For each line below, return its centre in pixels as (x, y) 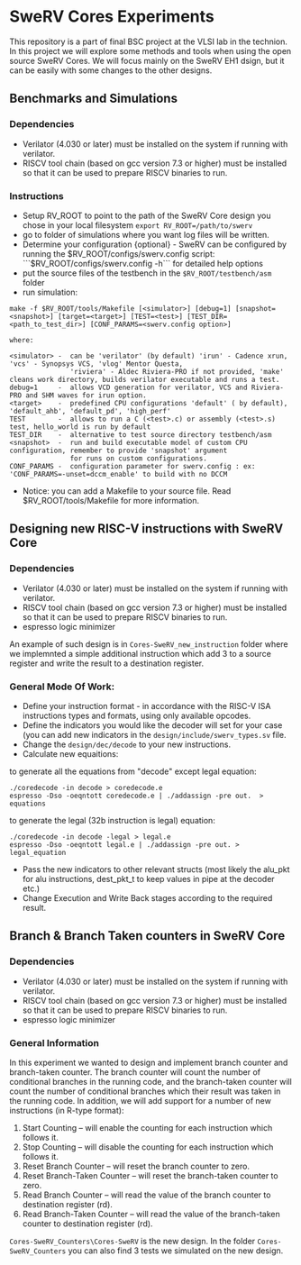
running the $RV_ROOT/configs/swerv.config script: (119, 253)
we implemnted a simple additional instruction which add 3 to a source (141, 653)
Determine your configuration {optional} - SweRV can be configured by (154, 244)
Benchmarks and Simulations (94, 99)
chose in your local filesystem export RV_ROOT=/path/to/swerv (137, 225)
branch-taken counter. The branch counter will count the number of (135, 1072)
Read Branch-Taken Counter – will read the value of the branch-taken (151, 1214)
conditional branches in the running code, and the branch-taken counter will (151, 1081)
